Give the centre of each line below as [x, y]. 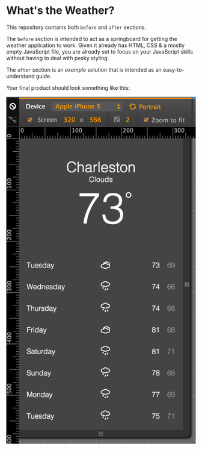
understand [20, 76]
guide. [44, 76]
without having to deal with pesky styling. [58, 58]
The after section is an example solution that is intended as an [84, 69]
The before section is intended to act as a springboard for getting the [92, 39]
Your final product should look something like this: [68, 87]
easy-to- [174, 69]
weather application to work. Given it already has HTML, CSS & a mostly [96, 45]
